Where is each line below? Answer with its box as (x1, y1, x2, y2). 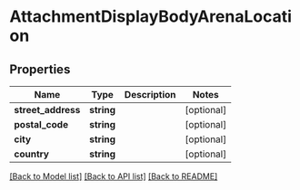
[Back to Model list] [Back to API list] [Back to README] (9, 171, 218, 182)
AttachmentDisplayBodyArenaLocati (9, 6, 293, 27)
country (14, 147, 50, 160)
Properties (9, 62, 71, 77)
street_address (14, 104, 81, 116)
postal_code (14, 119, 69, 130)
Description (124, 89, 176, 100)
